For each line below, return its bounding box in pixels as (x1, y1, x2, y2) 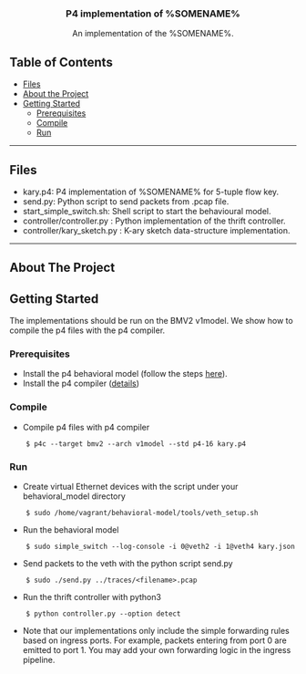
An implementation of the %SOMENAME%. (72, 28, 234, 39)
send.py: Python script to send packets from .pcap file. (22, 195, 229, 207)
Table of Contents (9, 54, 114, 70)
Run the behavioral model (22, 524, 119, 535)
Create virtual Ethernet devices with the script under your (22, 482, 239, 493)
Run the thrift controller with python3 (22, 592, 162, 603)
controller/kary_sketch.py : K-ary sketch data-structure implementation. (22, 224, 291, 235)
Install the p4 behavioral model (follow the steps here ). (22, 368, 228, 379)
